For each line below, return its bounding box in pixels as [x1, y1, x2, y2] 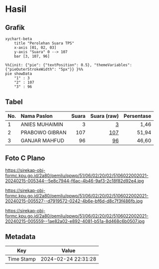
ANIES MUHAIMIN [20, 121, 64, 128]
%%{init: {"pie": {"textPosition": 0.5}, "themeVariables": [5, 63, 133, 68]
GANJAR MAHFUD [20, 137, 65, 144]
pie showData [5, 71, 32, 76]
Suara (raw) [90, 112, 119, 119]
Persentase [123, 112, 152, 119]
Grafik [5, 23, 25, 32]
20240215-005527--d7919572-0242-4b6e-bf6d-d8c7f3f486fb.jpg [5, 198, 143, 204]
